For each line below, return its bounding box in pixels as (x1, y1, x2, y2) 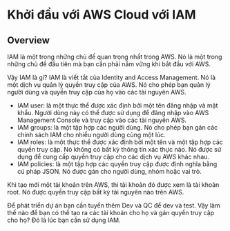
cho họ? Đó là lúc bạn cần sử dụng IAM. (7, 216, 121, 224)
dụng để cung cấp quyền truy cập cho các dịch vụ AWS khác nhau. (17, 152, 209, 161)
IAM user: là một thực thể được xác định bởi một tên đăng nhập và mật (17, 101, 218, 110)
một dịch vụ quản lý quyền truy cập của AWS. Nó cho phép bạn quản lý (7, 81, 211, 89)
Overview (7, 34, 50, 46)
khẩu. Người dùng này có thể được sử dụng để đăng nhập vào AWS (17, 109, 209, 117)
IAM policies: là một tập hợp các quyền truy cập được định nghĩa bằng (17, 160, 218, 168)
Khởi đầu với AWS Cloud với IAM (7, 7, 196, 23)
